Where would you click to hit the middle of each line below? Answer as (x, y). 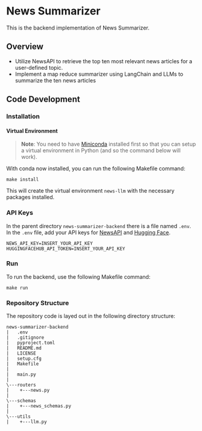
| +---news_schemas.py (39, 406)
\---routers (21, 385)
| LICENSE (21, 353)
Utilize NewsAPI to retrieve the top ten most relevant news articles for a (104, 61)
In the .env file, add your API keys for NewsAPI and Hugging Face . (88, 232)
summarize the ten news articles (55, 80)
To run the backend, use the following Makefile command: (78, 277)
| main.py (21, 374)
